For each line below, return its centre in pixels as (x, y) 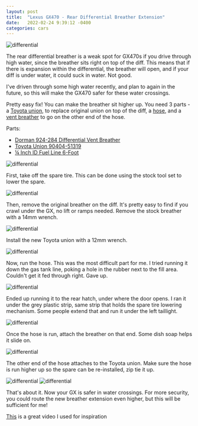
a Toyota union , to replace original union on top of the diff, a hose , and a (94, 111)
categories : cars (27, 28)
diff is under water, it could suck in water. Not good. (69, 75)
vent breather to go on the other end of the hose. (66, 117)
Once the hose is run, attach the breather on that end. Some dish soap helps (99, 334)
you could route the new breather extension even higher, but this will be (93, 399)
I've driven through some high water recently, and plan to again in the (91, 87)
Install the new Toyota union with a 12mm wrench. (67, 240)
